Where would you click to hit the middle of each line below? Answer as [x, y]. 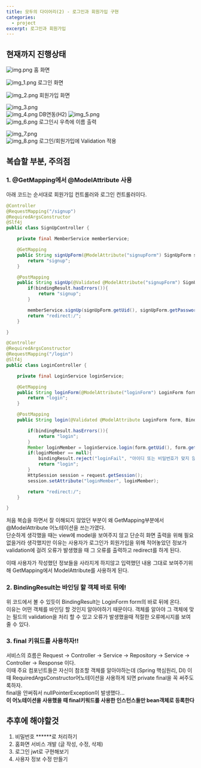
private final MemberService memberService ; [73, 239]
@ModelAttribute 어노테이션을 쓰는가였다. [56, 528]
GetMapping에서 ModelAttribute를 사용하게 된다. [71, 570]
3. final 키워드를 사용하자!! [42, 641]
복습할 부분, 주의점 [38, 161]
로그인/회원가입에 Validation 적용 [77, 141]
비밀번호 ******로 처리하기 [46, 736]
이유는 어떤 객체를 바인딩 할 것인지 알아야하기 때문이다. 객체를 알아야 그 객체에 [97, 609]
